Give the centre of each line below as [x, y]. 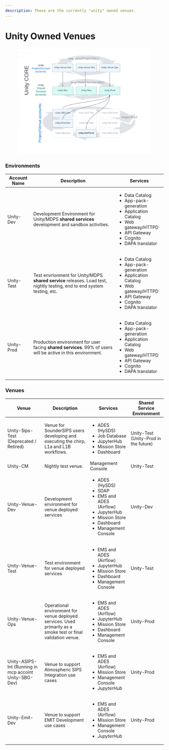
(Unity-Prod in [146, 439]
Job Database [112, 435]
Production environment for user [67, 342]
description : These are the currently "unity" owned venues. [71, 11]
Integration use [60, 675]
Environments [23, 165]
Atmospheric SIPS [63, 669]
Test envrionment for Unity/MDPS [68, 275]
